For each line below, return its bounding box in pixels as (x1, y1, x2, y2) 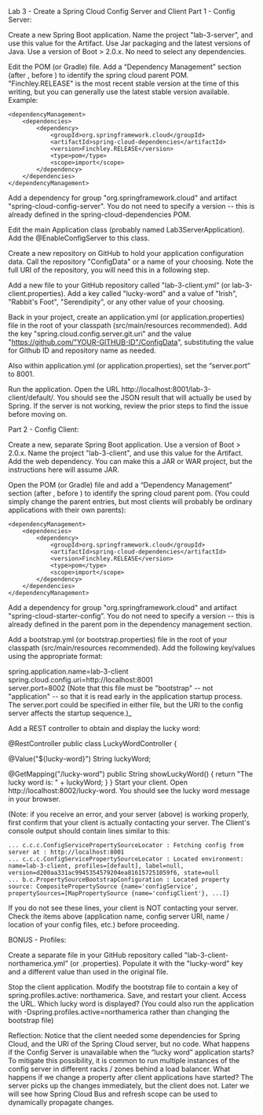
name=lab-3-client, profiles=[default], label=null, (8, 862, 184, 870)
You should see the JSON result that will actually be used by (57, 393, 252, 402)
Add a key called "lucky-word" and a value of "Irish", (67, 289, 238, 298)
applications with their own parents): (8, 506, 126, 514)
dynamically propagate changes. (8, 1098, 115, 1106)
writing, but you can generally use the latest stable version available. (8, 87, 230, 97)
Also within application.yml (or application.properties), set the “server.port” (8, 361, 251, 370)
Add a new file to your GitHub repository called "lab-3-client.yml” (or (8, 280, 231, 290)
